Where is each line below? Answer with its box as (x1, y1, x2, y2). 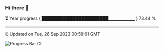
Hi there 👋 (5, 4, 29, 11)
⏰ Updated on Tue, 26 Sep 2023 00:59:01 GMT (5, 31, 101, 37)
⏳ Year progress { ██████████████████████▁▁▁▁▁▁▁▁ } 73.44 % (5, 15, 156, 21)
